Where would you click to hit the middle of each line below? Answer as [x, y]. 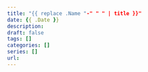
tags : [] [19, 39]
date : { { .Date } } [33, 20]
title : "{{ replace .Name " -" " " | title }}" [74, 13]
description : [26, 26]
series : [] [23, 52]
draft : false [26, 33]
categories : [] [29, 45]
